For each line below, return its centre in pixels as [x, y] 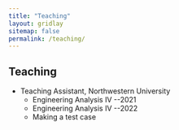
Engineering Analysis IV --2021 [84, 100]
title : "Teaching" [39, 16]
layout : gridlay [36, 24]
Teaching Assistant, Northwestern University [95, 91]
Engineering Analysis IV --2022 [85, 108]
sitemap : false [34, 31]
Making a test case [64, 117]
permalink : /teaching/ [47, 39]
